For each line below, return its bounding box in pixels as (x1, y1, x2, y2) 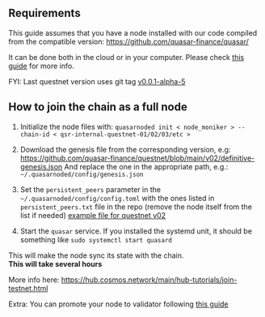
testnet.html (8, 283, 48, 293)
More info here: (8, 275, 60, 285)
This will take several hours (8, 259, 103, 268)
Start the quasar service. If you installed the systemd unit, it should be (19, 226, 253, 236)
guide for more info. (8, 61, 74, 71)
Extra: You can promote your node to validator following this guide (8, 299, 229, 309)
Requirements (8, 6, 81, 20)
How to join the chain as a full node (8, 101, 187, 114)
